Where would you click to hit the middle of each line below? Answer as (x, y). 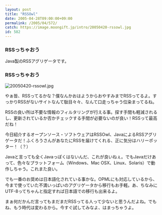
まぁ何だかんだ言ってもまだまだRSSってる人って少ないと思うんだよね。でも (81, 201)
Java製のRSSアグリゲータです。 (37, 61)
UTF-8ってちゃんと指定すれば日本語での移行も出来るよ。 (63, 191)
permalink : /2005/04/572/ (31, 23)
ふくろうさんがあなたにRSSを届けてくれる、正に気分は (81, 140)
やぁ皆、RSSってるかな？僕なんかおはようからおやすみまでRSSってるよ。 (79, 96)
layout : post (18, 9)
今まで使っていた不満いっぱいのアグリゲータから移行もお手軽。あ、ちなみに (81, 185)
